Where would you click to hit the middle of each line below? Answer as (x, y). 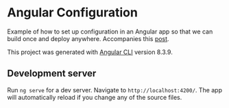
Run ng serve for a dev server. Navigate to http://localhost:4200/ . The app (115, 90)
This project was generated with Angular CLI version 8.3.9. (90, 52)
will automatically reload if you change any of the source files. (95, 97)
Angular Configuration (73, 13)
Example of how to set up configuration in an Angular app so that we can (110, 31)
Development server (52, 73)
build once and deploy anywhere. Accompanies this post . (88, 38)
